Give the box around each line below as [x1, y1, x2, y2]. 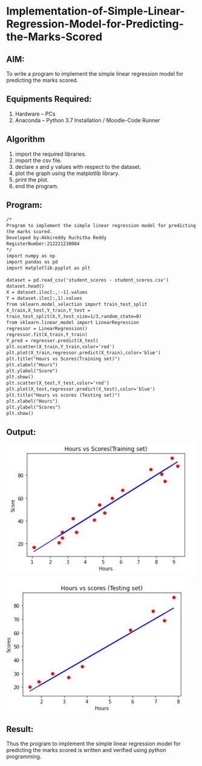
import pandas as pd [6, 259, 59, 265]
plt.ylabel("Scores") [6, 404, 61, 411]
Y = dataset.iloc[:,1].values [6, 296, 83, 302]
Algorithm [6, 134, 45, 145]
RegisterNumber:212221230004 [6, 241, 80, 247]
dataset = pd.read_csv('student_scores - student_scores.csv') [6, 277, 169, 283]
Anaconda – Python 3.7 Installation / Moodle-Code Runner [15, 116, 160, 124]
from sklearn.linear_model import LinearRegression [6, 320, 139, 326]
